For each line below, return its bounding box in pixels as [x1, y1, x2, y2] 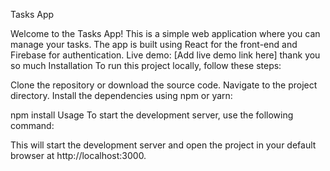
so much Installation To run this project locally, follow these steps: [10, 60, 282, 71]
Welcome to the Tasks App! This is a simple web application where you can [10, 28, 321, 39]
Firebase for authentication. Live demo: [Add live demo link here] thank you [10, 49, 321, 61]
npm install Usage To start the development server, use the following [10, 109, 294, 121]
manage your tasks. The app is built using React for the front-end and [10, 39, 298, 50]
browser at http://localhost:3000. [10, 150, 147, 161]
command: [10, 120, 55, 131]
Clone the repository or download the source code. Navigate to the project [10, 79, 318, 91]
